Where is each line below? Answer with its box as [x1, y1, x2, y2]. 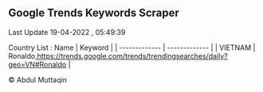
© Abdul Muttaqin [8, 75, 68, 84]
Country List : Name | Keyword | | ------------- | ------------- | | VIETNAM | [8, 43, 256, 52]
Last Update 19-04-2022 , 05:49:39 [8, 27, 126, 36]
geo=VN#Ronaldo [8, 59, 67, 69]
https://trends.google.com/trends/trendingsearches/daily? [37, 51, 229, 60]
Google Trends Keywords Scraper [8, 6, 179, 20]
